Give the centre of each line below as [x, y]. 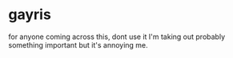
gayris [30, 15]
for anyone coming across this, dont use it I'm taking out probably [117, 37]
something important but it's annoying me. [78, 44]
